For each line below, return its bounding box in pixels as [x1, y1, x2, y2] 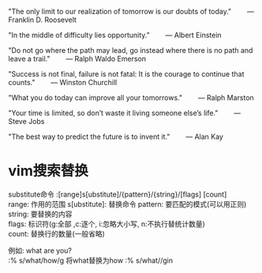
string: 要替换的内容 [8, 209, 73, 219]
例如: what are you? [8, 245, 73, 255]
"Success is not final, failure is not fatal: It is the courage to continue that [8, 69, 245, 78]
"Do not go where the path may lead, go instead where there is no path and [8, 46, 253, 54]
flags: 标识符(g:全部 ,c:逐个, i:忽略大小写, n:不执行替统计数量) [8, 219, 205, 228]
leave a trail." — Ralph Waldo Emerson [8, 54, 147, 63]
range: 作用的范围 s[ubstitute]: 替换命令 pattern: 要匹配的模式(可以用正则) [8, 199, 247, 208]
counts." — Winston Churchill [8, 78, 118, 87]
